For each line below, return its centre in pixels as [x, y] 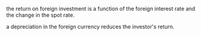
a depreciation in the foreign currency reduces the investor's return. [90, 27]
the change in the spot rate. [41, 15]
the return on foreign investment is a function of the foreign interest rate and [101, 9]
